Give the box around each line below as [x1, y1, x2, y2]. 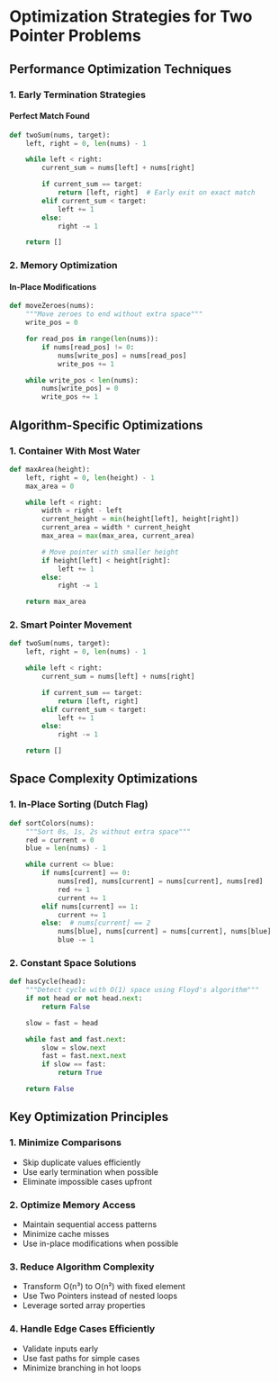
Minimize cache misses [22, 1228, 110, 1239]
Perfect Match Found [9, 111, 90, 122]
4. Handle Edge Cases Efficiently [9, 1323, 156, 1335]
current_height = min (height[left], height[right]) [41, 515, 240, 524]
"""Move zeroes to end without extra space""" [25, 310, 203, 319]
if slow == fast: [41, 1060, 106, 1069]
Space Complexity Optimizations [9, 772, 198, 787]
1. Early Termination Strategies [9, 88, 147, 101]
